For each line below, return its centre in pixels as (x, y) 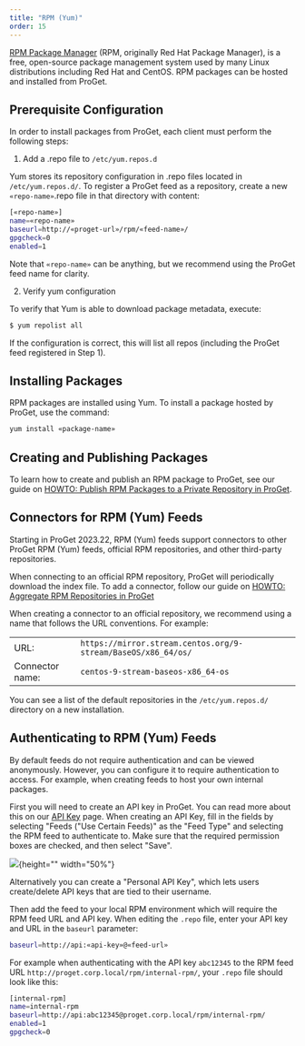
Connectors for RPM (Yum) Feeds (106, 518)
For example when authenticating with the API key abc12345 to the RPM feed (152, 962)
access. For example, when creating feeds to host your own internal (136, 779)
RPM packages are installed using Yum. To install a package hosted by (142, 403)
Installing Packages (66, 381)
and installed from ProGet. (59, 81)
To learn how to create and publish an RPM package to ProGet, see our (142, 479)
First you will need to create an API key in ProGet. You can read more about (150, 807)
